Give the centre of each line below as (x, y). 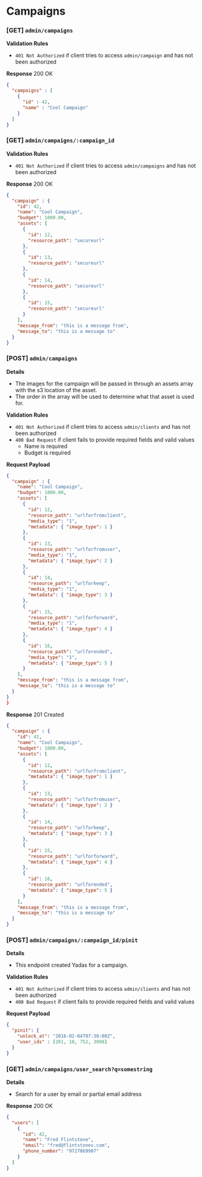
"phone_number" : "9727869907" (61, 1151)
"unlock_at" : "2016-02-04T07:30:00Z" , (66, 1037)
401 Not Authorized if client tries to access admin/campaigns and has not (105, 166)
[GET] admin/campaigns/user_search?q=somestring (80, 1069)
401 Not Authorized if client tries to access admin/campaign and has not (104, 56)
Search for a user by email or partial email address (78, 1094)
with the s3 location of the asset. (56, 390)
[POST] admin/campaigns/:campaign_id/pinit (72, 940)
